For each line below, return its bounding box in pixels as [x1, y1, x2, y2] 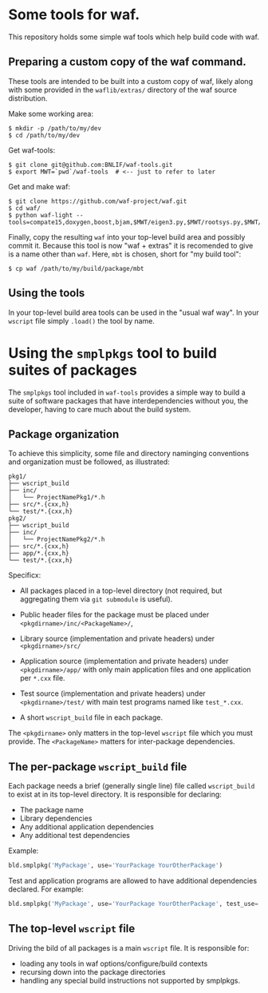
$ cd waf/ [8, 204, 41, 213]
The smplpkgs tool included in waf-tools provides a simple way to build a [8, 387, 246, 397]
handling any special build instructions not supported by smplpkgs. [19, 975, 241, 985]
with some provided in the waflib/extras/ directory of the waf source [8, 85, 238, 94]
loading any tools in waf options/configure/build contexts [19, 959, 208, 968]
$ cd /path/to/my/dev [8, 131, 81, 139]
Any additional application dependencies [19, 822, 154, 832]
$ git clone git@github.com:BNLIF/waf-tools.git [8, 161, 173, 169]
